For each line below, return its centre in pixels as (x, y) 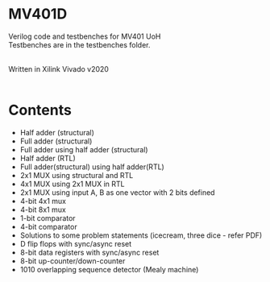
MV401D (38, 14)
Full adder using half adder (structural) (84, 149)
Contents (40, 110)
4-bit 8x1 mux (43, 209)
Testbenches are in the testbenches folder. (79, 44)
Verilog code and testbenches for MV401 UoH (85, 36)
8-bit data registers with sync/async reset (89, 252)
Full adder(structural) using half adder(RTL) (92, 167)
